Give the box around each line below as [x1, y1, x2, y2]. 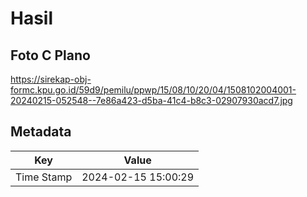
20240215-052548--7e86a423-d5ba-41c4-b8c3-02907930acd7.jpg [10, 95, 293, 106]
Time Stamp [15, 170, 73, 184]
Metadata [10, 123, 72, 141]
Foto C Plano [10, 47, 91, 64]
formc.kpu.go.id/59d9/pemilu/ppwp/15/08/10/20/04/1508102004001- [10, 84, 297, 96]
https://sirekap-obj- [10, 73, 92, 85]
